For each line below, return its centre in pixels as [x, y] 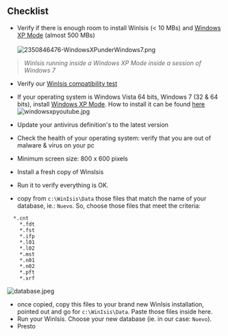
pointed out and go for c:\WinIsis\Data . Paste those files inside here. [115, 311]
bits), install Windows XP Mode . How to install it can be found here [111, 104]
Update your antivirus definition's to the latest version [93, 124]
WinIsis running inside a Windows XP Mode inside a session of [113, 63]
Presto [26, 326]
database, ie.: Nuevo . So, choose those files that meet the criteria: [109, 206]
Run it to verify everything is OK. [63, 185]
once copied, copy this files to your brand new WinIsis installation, [110, 304]
